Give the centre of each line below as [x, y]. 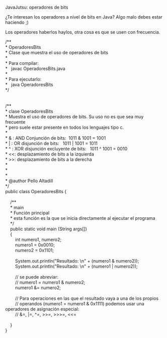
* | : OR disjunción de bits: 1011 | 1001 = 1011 [52, 143]
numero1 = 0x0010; [35, 245]
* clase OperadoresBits [29, 111]
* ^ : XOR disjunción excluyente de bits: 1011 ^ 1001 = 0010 [66, 149]
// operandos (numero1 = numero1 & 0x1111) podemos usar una [79, 304]
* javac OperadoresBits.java [35, 68]
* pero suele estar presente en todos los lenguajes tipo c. [65, 127]
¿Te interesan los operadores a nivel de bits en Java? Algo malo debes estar [84, 17]
